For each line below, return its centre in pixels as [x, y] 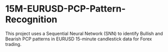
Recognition [31, 19]
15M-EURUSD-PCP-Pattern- [65, 9]
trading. [13, 44]
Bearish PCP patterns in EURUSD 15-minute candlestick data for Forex [79, 39]
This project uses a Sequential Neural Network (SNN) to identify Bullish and [84, 33]
